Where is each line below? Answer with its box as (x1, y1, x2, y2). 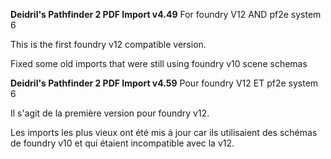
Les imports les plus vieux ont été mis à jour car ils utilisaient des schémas (10, 127, 318, 138)
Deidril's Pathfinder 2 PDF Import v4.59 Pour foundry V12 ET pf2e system (10, 77, 319, 89)
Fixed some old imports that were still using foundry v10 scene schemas (10, 58, 308, 69)
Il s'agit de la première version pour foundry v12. (10, 107, 210, 119)
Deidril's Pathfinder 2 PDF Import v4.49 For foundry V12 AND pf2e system (10, 9, 322, 20)
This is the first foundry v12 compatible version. (10, 39, 207, 50)
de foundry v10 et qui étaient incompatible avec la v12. (10, 137, 235, 149)
